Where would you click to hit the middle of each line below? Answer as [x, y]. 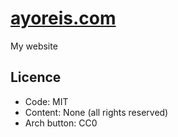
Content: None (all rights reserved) [96, 112]
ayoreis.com [63, 18]
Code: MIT [46, 101]
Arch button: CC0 [61, 123]
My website [34, 46]
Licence [36, 77]
